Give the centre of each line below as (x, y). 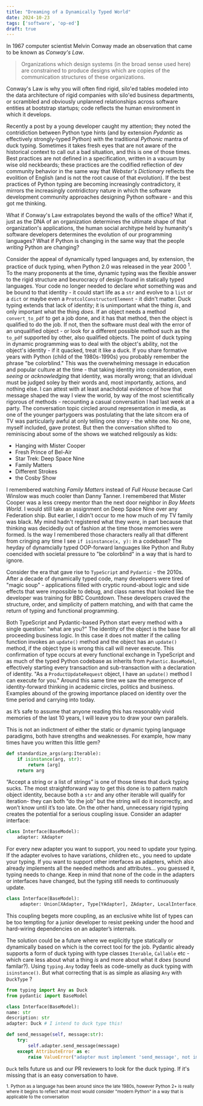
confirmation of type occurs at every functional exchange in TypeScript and (101, 654)
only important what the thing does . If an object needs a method (86, 311)
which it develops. (29, 114)
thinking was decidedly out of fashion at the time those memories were (95, 528)
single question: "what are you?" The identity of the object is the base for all (101, 629)
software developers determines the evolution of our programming (89, 234)
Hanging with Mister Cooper (50, 445)
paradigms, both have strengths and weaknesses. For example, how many (99, 736)
